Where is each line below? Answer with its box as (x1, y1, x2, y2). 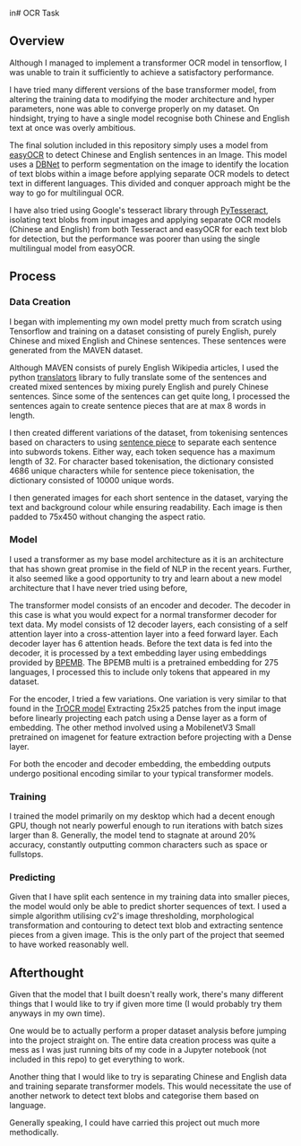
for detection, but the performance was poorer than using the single (9, 233, 261, 244)
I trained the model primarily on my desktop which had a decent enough (9, 811, 276, 821)
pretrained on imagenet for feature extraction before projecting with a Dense (9, 731, 292, 742)
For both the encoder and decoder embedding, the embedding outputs (9, 758, 271, 769)
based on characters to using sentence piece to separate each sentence (9, 437, 278, 447)
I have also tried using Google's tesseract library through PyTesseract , (9, 204, 269, 215)
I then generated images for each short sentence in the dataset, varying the (9, 492, 288, 503)
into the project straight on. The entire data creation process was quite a (9, 1035, 276, 1046)
